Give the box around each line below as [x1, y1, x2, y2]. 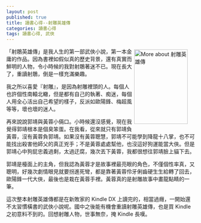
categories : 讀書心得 [6, 25, 57, 32]
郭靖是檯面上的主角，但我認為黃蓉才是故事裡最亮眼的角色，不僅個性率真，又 [6, 160, 195, 168]
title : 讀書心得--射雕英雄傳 [6, 20, 71, 26]
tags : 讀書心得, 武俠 [6, 31, 55, 37]
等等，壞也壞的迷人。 [6, 106, 59, 113]
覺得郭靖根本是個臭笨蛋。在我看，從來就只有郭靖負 [6, 126, 132, 133]
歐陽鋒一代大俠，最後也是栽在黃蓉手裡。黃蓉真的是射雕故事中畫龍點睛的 [6, 175, 184, 182]
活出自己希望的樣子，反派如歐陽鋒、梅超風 [26, 98, 132, 105]
